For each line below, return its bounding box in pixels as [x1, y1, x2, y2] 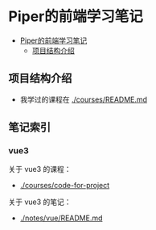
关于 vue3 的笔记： [8, 197, 72, 207]
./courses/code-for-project [19, 181, 110, 190]
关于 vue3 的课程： [8, 165, 72, 174]
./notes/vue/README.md [19, 213, 103, 223]
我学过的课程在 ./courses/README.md [19, 94, 147, 104]
